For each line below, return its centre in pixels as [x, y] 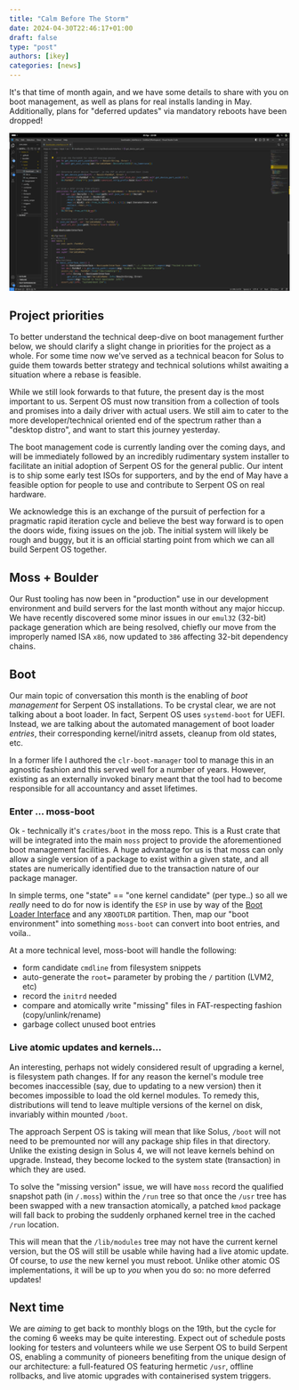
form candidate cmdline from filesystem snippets [112, 968]
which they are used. [48, 1169]
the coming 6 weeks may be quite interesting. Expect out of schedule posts [148, 1338]
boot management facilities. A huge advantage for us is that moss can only [146, 850]
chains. [23, 646]
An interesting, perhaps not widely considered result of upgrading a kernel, [147, 1067]
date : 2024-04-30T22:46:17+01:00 [71, 28]
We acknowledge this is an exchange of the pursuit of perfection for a [137, 512]
